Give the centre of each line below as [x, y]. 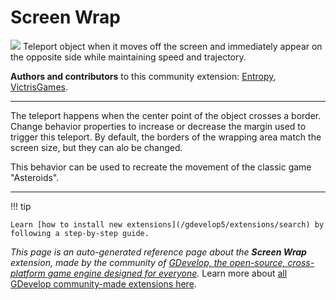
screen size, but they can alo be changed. [96, 147]
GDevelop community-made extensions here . [103, 283]
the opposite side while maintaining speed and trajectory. [128, 57]
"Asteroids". [35, 177]
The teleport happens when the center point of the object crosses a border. [166, 115]
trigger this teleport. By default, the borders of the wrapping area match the [166, 137]
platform [28, 273]
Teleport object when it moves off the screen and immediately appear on [172, 46]
